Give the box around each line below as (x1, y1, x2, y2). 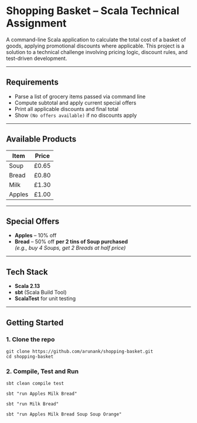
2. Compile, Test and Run (6, 367, 79, 375)
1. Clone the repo (6, 335, 55, 343)
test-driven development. (6, 55, 67, 62)
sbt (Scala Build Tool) (14, 289, 67, 296)
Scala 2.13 (14, 283, 40, 290)
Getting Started (6, 317, 64, 327)
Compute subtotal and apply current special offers (14, 99, 137, 106)
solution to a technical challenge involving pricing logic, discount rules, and (6, 48, 188, 55)
